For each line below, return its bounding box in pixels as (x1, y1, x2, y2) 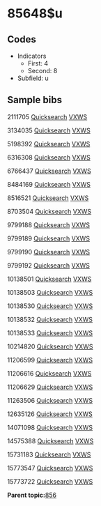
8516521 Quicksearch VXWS (7, 194, 89, 202)
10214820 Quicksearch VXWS (7, 342, 93, 351)
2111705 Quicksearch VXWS (7, 112, 88, 121)
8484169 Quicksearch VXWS (7, 180, 91, 188)
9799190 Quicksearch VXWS (7, 247, 91, 256)
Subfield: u (17, 74, 49, 82)
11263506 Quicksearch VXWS (7, 396, 93, 404)
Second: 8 (27, 67, 58, 75)
